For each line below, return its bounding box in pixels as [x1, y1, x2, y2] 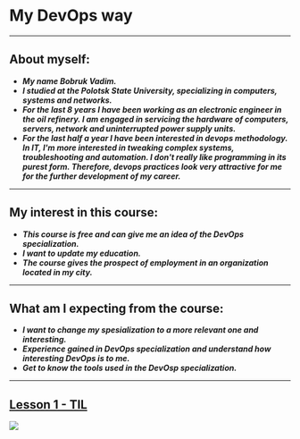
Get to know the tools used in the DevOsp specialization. [21, 363, 237, 374]
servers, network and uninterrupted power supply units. [21, 122, 237, 134]
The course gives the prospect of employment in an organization [21, 257, 270, 268]
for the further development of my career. [21, 171, 181, 182]
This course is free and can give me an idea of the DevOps [21, 229, 244, 240]
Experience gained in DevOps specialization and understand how [21, 343, 271, 354]
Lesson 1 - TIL [9, 397, 87, 412]
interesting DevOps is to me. [21, 353, 130, 364]
